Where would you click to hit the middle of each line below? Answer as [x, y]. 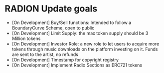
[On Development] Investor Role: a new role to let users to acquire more [85, 43]
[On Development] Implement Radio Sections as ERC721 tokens [77, 65]
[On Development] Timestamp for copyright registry [65, 59]
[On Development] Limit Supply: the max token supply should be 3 [80, 33]
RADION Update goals [51, 9]
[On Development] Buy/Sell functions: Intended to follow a [72, 22]
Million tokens [26, 38]
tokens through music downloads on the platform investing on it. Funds [85, 49]
